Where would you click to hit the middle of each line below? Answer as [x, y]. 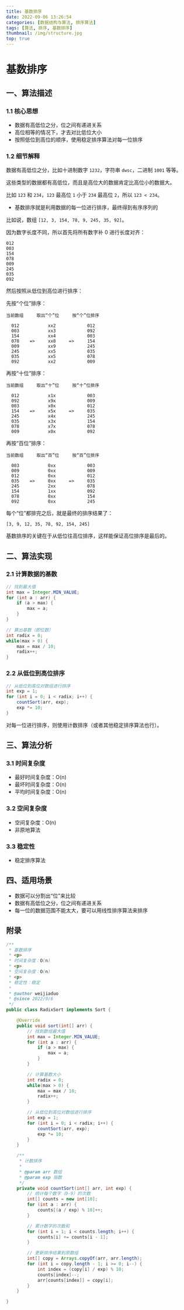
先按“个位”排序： [26, 303]
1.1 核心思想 [22, 111]
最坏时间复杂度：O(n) [40, 784]
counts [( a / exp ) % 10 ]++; [70, 1210]
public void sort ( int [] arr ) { [55, 1026]
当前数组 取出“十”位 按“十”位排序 [53, 386]
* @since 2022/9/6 [31, 999]
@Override [29, 1021]
